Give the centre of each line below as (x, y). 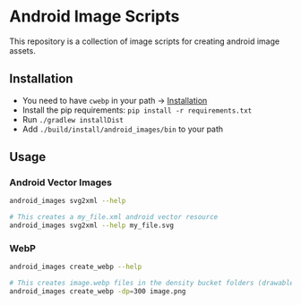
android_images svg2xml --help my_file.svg (92, 225)
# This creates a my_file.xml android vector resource (114, 217)
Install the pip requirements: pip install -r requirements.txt (137, 110)
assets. (22, 50)
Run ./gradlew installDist (73, 119)
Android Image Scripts (95, 17)
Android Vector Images (60, 182)
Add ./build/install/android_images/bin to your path (123, 129)
